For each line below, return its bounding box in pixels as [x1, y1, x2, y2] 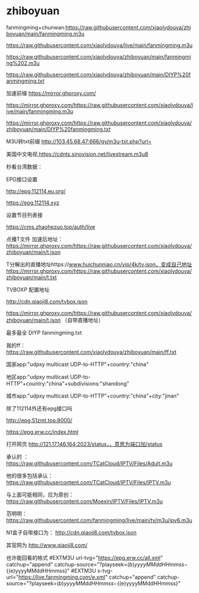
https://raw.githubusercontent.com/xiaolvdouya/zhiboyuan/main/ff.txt [6, 348, 177, 355]
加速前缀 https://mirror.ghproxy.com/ [6, 89, 96, 96]
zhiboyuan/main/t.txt [6, 273, 57, 280]
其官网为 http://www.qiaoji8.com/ [6, 541, 88, 548]
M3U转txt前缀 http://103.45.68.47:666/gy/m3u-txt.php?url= [6, 138, 151, 145]
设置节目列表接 [6, 211, 43, 218]
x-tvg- [97, 567, 113, 574]
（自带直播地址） [62, 316, 104, 323]
